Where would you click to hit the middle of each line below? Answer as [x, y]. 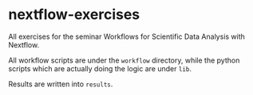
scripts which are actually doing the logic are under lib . [100, 68]
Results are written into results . [61, 84]
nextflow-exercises [74, 15]
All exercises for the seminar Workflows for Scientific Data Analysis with [127, 36]
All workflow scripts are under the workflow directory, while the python [124, 60]
